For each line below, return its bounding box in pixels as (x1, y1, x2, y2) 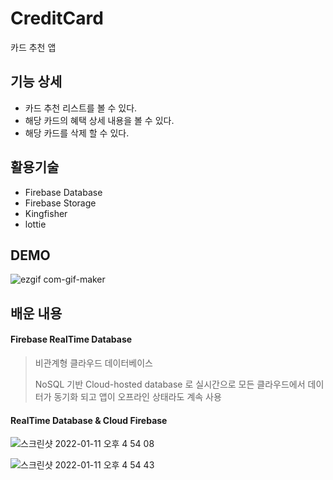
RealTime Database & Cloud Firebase (10, 414, 168, 426)
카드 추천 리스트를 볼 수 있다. (24, 102, 138, 114)
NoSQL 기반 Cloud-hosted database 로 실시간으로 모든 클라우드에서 (34, 378, 306, 390)
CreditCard (10, 7, 104, 30)
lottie (24, 218, 47, 230)
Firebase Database (24, 186, 103, 198)
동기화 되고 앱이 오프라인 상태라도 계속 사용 (53, 390, 222, 402)
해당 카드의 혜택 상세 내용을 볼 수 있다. (24, 114, 175, 126)
